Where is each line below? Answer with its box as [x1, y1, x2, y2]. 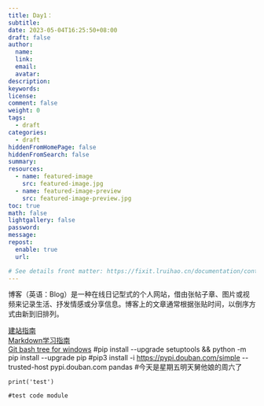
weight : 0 [8, 107, 41, 115]
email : [15, 63, 37, 71]
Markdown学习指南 [8, 336, 71, 345]
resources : [8, 165, 44, 173]
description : [8, 77, 51, 85]
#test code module [8, 392, 68, 400]
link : [15, 56, 34, 64]
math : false [8, 209, 47, 217]
